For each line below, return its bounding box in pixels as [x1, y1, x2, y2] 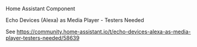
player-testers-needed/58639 [5, 35, 80, 41]
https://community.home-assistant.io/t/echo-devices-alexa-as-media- [16, 28, 191, 35]
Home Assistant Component [5, 5, 76, 12]
